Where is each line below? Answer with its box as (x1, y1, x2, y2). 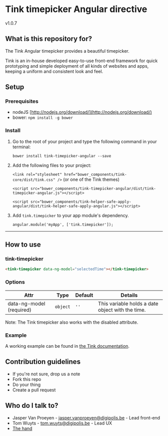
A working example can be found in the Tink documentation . (5, 343, 130, 349)
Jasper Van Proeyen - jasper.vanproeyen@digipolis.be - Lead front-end (12, 414, 160, 420)
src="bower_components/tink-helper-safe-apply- (30, 199, 131, 204)
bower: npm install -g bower (12, 114, 73, 121)
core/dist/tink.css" (12, 177, 55, 182)
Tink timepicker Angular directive (5, 4, 147, 15)
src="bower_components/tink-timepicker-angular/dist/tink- (30, 186, 156, 191)
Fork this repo (12, 376, 41, 382)
